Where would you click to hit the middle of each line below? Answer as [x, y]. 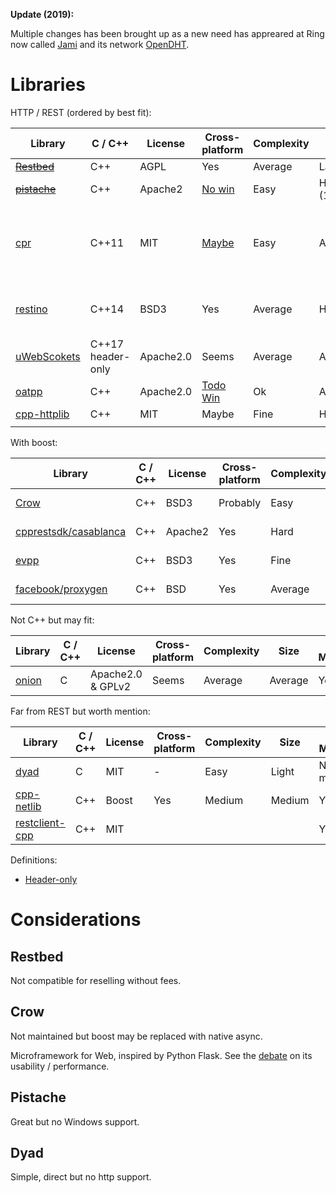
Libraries [48, 85]
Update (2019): [42, 14]
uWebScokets [48, 356]
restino [31, 309]
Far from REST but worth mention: [80, 711]
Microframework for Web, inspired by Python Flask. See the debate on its [161, 1055]
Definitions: [34, 860]
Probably [240, 502]
